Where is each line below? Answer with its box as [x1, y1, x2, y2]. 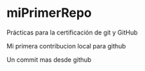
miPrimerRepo [6, 5, 92, 21]
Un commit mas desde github [6, 55, 92, 64]
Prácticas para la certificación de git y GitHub [6, 28, 138, 37]
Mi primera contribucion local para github [6, 41, 127, 50]
